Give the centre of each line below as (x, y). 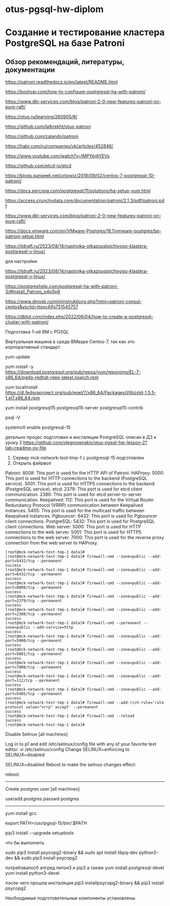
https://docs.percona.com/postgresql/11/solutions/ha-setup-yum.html (78, 191)
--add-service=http (53, 628)
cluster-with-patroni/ (27, 322)
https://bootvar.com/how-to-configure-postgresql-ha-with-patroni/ (75, 92)
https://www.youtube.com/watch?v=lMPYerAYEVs (57, 156)
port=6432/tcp (20, 574)
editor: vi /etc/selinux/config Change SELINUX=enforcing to (68, 750)
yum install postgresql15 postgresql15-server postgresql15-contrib (74, 408)
